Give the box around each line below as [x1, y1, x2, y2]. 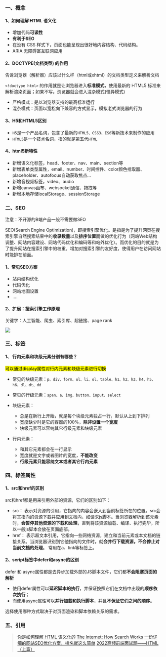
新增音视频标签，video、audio [12, 178, 74, 184]
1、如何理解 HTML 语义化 [5, 17, 57, 23]
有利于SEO [12, 36, 35, 41]
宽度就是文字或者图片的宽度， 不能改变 [19, 452, 98, 458]
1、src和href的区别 [5, 485, 44, 491]
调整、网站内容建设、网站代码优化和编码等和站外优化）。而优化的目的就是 [5, 240, 155, 246]
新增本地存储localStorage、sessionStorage [12, 191, 100, 197]
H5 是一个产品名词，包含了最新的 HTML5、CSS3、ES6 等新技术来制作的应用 [12, 129, 155, 135]
